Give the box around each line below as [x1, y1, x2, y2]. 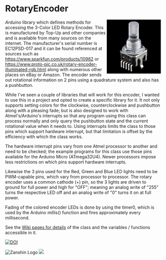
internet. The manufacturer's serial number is [5, 40, 97, 46]
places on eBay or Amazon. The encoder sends [5, 72, 102, 77]
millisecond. [5, 215, 30, 221]
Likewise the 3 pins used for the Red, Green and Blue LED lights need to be [5, 168, 158, 174]
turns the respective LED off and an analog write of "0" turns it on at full [5, 189, 152, 195]
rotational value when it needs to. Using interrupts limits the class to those [5, 123, 156, 129]
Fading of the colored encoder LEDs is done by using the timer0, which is [5, 204, 155, 210]
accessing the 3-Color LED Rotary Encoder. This [5, 24, 104, 30]
